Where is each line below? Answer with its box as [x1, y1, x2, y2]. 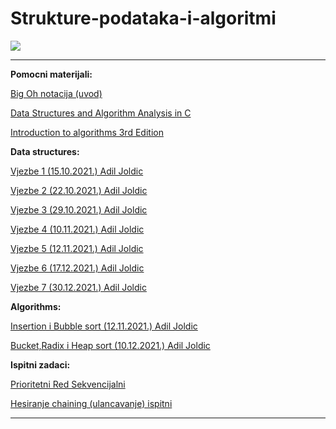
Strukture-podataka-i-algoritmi [10, 7, 277, 30]
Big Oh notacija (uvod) [10, 87, 103, 99]
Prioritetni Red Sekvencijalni [10, 378, 126, 390]
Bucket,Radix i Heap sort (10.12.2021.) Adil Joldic [10, 339, 211, 351]
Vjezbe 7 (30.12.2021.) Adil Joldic [10, 281, 147, 293]
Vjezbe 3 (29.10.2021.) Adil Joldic [10, 203, 148, 216]
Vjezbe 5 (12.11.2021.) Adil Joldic [10, 242, 144, 254]
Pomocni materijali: [10, 68, 93, 80]
